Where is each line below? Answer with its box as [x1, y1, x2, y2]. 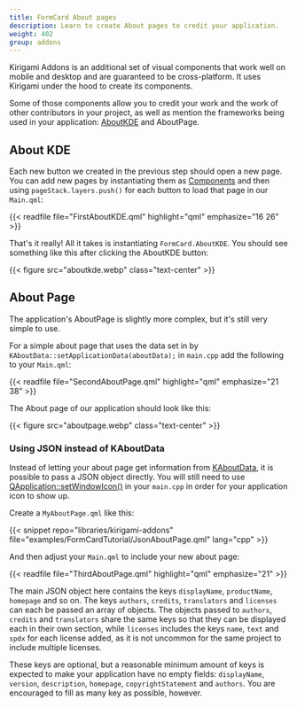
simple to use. [9, 322, 60, 333]
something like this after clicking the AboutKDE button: [9, 247, 208, 258]
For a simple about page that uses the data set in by [9, 340, 199, 351]
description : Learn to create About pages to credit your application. [9, 21, 279, 30]
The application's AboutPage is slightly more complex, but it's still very [9, 314, 268, 324]
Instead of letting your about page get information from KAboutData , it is [9, 462, 274, 473]
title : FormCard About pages [9, 12, 117, 22]
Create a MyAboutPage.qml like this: [9, 508, 135, 518]
